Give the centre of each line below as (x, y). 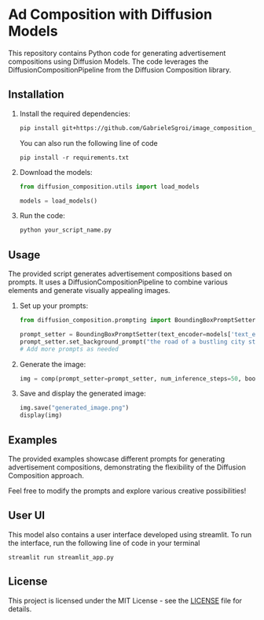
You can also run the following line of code (89, 143)
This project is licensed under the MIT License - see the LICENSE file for (125, 600)
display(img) (41, 415)
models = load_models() (59, 201)
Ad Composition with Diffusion (110, 15)
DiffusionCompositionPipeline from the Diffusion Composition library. (120, 69)
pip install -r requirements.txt (74, 158)
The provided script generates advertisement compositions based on (120, 274)
